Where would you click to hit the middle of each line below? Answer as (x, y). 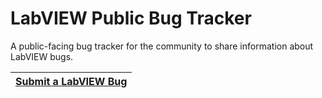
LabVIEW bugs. (42, 56)
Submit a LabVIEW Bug (71, 81)
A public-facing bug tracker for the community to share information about (162, 46)
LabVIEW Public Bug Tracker (131, 18)
